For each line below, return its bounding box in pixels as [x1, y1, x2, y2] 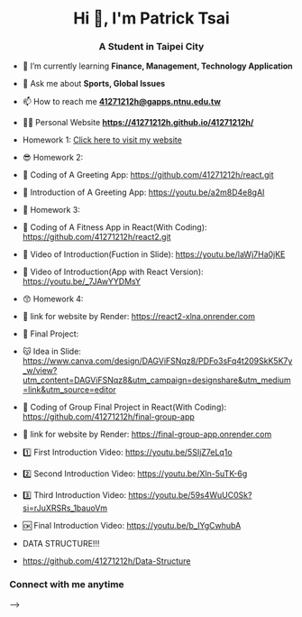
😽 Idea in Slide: [22, 346, 81, 357]
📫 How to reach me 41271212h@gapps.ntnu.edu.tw [22, 97, 221, 107]
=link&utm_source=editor [22, 384, 117, 395]
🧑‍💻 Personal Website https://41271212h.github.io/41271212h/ [22, 117, 254, 128]
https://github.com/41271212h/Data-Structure [22, 556, 191, 566]
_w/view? [22, 365, 58, 376]
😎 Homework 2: [22, 152, 84, 163]
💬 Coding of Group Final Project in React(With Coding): [22, 401, 227, 413]
